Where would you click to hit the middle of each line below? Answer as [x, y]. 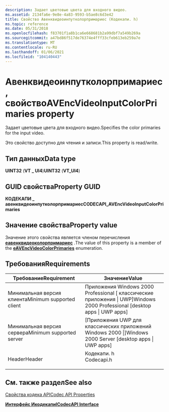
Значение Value [123, 278]
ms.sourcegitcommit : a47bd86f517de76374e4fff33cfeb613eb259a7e [73, 38]
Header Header [25, 359]
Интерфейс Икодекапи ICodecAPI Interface [52, 404]
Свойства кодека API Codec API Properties [50, 395]
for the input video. [25, 133]
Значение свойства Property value [61, 225]
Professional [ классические [119, 293]
